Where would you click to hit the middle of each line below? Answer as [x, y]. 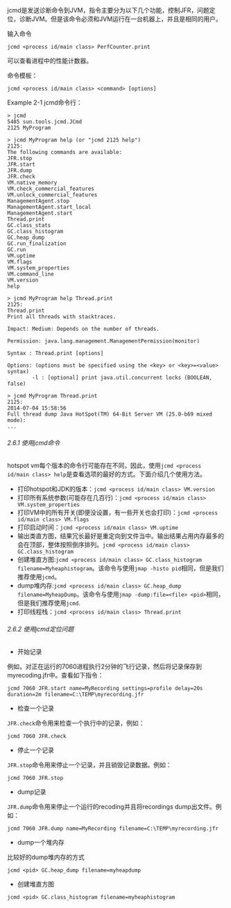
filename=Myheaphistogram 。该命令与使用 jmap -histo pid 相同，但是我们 [120, 568]
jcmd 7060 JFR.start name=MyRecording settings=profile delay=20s [105, 689]
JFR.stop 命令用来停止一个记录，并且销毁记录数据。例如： [89, 765]
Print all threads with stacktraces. [62, 317]
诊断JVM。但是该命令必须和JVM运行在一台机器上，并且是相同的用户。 [120, 19]
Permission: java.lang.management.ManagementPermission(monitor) [103, 341]
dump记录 [32, 792]
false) [17, 384]
